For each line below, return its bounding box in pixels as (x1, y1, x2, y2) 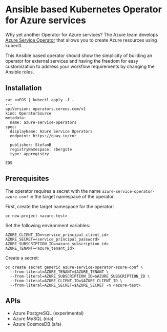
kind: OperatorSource (5, 110, 52, 116)
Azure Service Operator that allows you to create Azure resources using (5, 37, 157, 43)
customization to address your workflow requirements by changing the (5, 63, 155, 69)
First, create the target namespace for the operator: (5, 203, 114, 209)
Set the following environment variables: (5, 222, 91, 228)
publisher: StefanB (10, 142, 52, 147)
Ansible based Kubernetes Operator (5, 4, 162, 15)
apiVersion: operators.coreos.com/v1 (5, 106, 86, 112)
